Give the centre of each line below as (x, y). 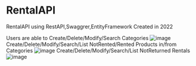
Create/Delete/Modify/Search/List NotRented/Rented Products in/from (92, 44)
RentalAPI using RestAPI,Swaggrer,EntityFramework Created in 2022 (89, 27)
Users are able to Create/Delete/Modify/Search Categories (77, 38)
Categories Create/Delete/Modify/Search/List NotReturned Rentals (98, 50)
